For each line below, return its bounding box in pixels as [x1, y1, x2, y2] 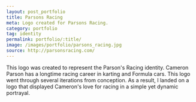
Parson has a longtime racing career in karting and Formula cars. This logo [6, 70, 191, 78]
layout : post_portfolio [6, 8, 66, 15]
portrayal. [6, 89, 31, 96]
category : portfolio [6, 25, 58, 32]
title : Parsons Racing [6, 14, 63, 20]
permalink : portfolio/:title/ [6, 36, 82, 42]
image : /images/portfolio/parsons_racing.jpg [6, 42, 122, 48]
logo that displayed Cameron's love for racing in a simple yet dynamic [6, 83, 179, 90]
